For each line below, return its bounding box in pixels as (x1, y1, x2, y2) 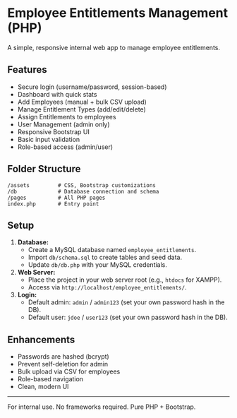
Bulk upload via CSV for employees (17, 367, 121, 376)
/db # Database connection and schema (7, 188, 159, 195)
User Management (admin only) (17, 120, 111, 129)
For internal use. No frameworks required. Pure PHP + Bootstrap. (7, 402, 196, 411)
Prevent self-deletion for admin (17, 360, 108, 369)
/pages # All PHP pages (7, 194, 106, 201)
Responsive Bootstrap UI (17, 127, 90, 136)
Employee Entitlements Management (7, 5, 229, 21)
